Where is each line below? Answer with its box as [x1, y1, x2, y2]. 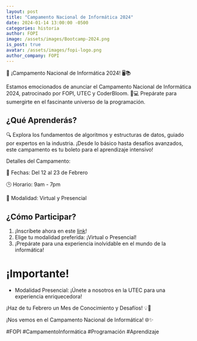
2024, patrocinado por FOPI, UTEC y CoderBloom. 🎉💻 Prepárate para [6, 89, 177, 96]
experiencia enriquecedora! [14, 293, 82, 300]
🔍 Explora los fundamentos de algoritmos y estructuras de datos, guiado [6, 131, 185, 139]
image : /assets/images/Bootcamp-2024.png [6, 36, 110, 42]
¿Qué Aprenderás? [6, 115, 77, 126]
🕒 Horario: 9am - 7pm [6, 181, 61, 188]
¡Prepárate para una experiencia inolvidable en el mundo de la [14, 240, 166, 247]
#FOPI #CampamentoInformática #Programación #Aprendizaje [6, 328, 160, 335]
